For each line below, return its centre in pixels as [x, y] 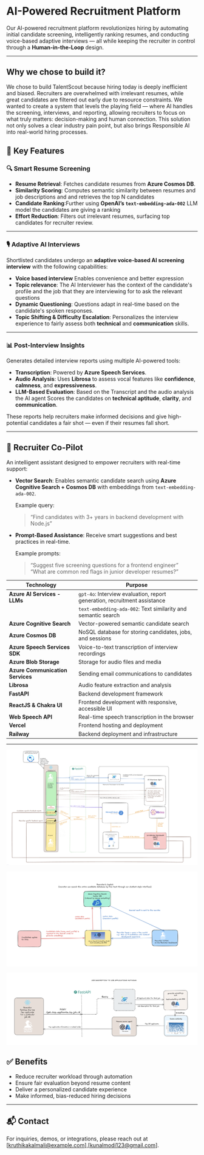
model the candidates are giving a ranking [68, 210]
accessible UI [95, 708]
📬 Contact [28, 1121]
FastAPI [19, 694]
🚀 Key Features [36, 151]
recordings [92, 653]
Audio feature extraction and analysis [125, 685]
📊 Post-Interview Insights [46, 345]
